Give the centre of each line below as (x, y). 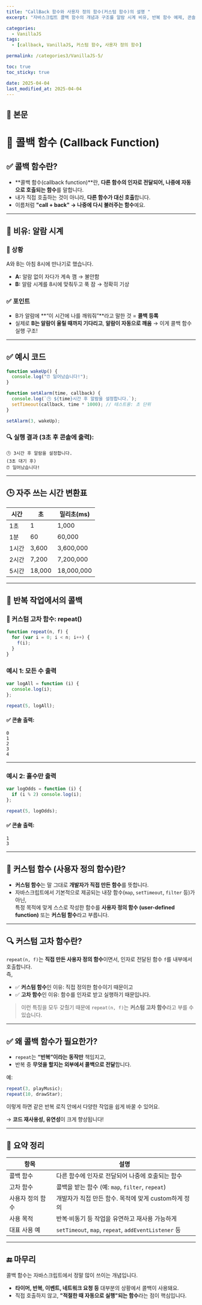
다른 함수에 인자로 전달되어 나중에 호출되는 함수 (119, 1176)
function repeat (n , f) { (37, 632)
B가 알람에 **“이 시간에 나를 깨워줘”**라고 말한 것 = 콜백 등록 (87, 316)
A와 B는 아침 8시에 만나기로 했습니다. (50, 264)
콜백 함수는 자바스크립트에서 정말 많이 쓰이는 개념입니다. (72, 1275)
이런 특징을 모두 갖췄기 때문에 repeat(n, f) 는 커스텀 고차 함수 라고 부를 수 (107, 1007)
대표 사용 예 (25, 1230)
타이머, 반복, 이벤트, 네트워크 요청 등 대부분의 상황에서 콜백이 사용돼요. (97, 1288)
